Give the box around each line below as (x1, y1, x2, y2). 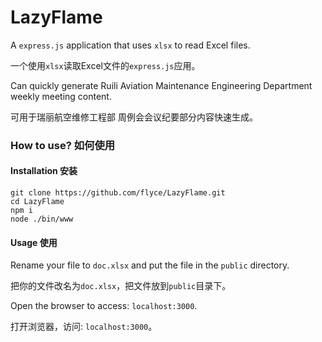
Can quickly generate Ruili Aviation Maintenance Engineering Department (10, 79, 313, 91)
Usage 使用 (10, 236, 58, 248)
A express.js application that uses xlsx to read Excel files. (10, 39, 251, 51)
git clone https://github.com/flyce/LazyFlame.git (10, 188, 226, 198)
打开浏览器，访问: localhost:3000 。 (10, 321, 158, 333)
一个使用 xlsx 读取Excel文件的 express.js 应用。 (10, 59, 201, 71)
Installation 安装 (10, 165, 78, 177)
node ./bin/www (10, 214, 74, 225)
